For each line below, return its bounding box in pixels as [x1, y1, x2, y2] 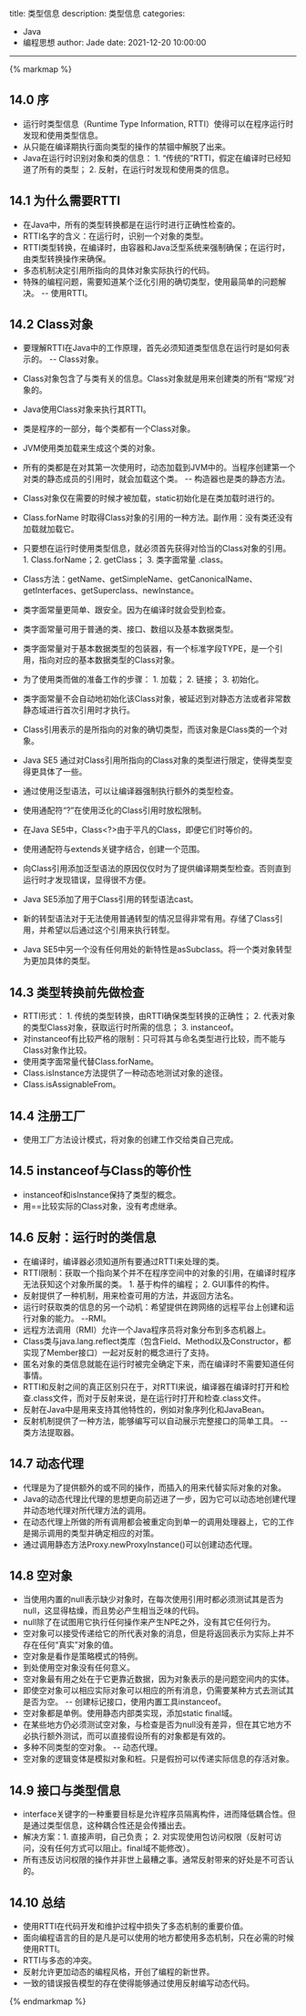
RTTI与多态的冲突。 [22, 1954, 97, 1966]
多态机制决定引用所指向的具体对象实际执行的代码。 [22, 264, 215, 275]
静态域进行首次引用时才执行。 [22, 705, 135, 715]
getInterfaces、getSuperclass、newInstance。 [22, 585, 199, 596]
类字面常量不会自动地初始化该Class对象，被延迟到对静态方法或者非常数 [22, 694, 291, 705]
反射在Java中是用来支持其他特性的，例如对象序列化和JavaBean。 [22, 1404, 270, 1414]
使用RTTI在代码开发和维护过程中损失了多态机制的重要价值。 [22, 1920, 249, 1931]
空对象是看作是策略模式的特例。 [22, 1651, 143, 1661]
